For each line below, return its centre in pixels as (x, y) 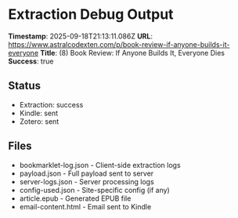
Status (25, 86)
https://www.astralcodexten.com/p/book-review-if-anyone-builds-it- (119, 44)
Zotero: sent (39, 121)
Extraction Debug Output (91, 15)
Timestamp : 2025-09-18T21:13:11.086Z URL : (81, 36)
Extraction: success (51, 104)
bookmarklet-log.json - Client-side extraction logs (100, 165)
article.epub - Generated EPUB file (75, 198)
